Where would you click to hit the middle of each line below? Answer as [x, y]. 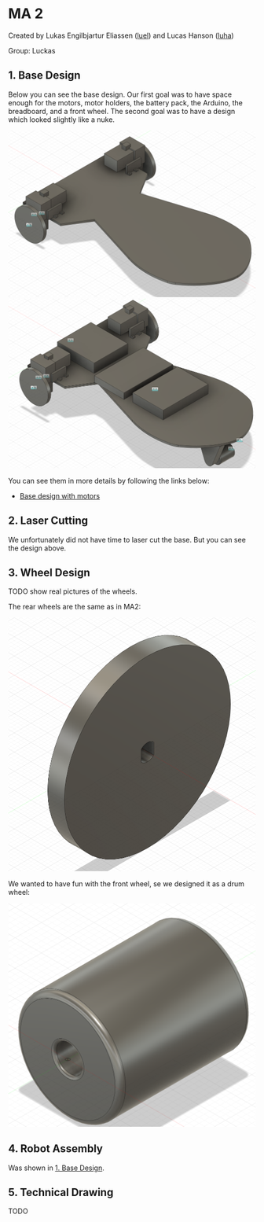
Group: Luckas [32, 50]
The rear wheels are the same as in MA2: [75, 607]
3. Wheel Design [49, 572]
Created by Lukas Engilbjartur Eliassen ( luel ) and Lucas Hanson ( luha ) [121, 35]
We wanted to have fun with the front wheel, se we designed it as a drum [126, 884]
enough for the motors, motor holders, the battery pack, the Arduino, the [126, 102]
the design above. [37, 548]
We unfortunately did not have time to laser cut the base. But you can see [127, 539]
